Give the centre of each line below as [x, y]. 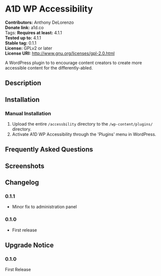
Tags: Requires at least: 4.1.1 [33, 32]
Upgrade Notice [30, 245]
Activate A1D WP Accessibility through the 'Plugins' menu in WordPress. [84, 134]
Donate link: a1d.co [24, 27]
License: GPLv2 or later [29, 48]
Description [23, 83]
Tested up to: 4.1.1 [23, 38]
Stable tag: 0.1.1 [21, 43]
